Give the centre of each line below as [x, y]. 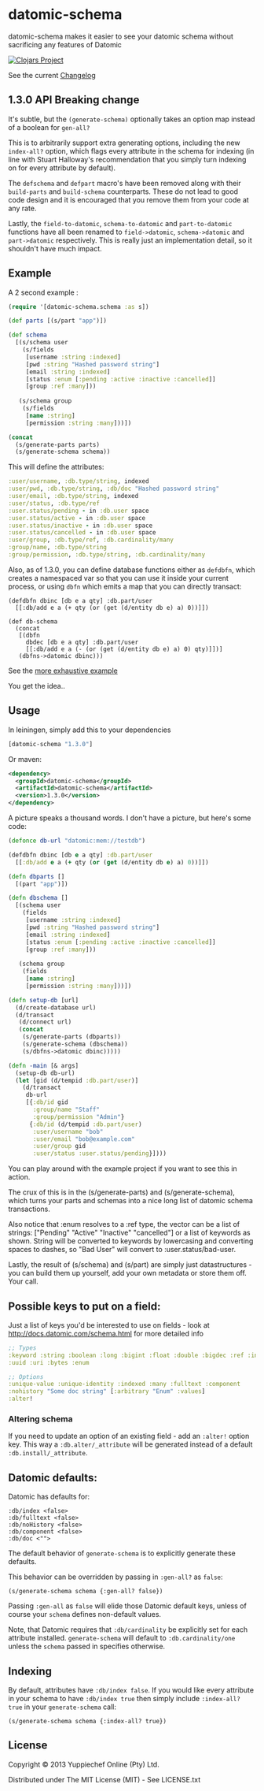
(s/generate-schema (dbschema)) [75, 1044]
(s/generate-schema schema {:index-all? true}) [88, 1721]
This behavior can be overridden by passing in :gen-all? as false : [115, 1577]
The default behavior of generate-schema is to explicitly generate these [122, 1553]
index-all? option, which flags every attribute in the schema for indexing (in [131, 150]
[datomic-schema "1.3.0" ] [50, 744]
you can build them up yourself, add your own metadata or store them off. [128, 1273]
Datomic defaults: [53, 1478]
